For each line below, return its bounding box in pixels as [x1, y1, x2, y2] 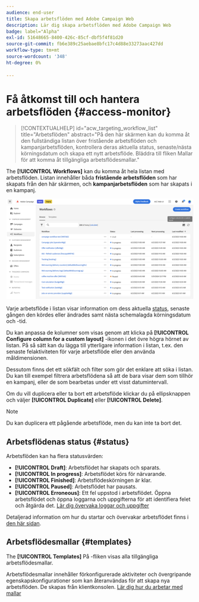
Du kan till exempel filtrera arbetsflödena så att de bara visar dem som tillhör [6, 372, 193, 380]
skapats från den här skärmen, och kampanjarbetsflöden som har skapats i [6, 180, 192, 187]
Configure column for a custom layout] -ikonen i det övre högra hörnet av [6, 336, 189, 343]
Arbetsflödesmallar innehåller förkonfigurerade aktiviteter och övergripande [6, 570, 191, 578]
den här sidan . [6, 519, 42, 526]
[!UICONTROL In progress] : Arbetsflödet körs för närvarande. [14, 470, 166, 477]
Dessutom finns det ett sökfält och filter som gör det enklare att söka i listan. [6, 366, 193, 373]
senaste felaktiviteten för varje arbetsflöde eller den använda [6, 348, 156, 355]
